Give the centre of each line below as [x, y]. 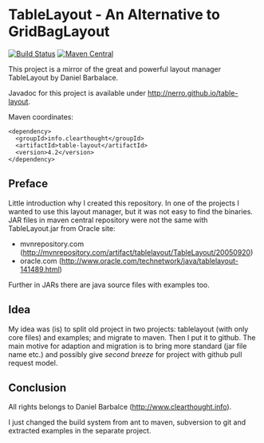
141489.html [39, 269]
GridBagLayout [59, 31]
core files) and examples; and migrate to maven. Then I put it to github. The [132, 337]
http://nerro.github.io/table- [193, 92]
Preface [28, 184]
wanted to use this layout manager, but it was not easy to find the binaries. [131, 211]
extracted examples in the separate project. [80, 431]
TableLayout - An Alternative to [114, 15]
